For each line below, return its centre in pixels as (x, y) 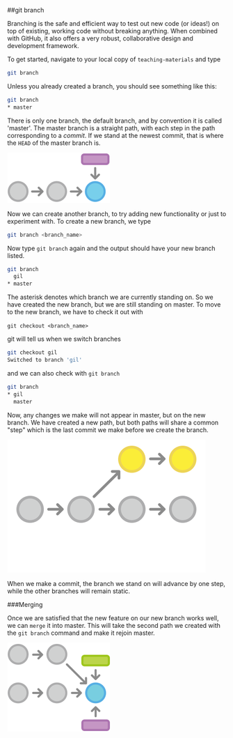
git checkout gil (32, 353)
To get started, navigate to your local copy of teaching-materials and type (114, 59)
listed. (16, 255)
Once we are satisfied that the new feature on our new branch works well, (113, 618)
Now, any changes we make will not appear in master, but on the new (106, 415)
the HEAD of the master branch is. (54, 143)
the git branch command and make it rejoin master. (81, 633)
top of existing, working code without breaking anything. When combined (112, 31)
